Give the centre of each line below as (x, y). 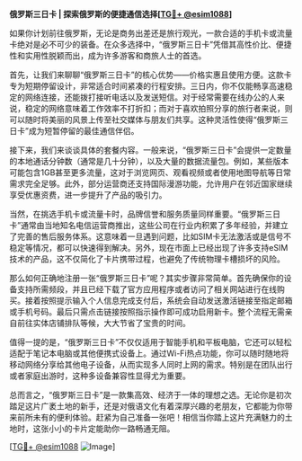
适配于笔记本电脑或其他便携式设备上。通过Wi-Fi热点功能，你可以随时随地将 (149, 353)
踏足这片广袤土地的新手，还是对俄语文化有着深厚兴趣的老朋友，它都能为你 (147, 406)
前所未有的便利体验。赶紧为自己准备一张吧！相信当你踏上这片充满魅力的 (151, 417)
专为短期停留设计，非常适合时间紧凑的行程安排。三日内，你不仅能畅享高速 (147, 86)
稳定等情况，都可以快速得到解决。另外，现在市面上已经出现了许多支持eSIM (149, 248)
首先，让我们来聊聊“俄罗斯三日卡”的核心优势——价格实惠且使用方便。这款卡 (151, 75)
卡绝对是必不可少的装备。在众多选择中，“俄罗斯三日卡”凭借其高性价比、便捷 (151, 44)
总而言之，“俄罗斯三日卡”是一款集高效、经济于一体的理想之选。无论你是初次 (151, 395)
